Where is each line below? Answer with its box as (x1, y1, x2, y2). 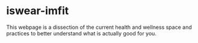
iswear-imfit (6, 4, 69, 18)
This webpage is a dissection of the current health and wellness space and (6, 24, 192, 31)
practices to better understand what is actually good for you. (6, 29, 156, 37)
